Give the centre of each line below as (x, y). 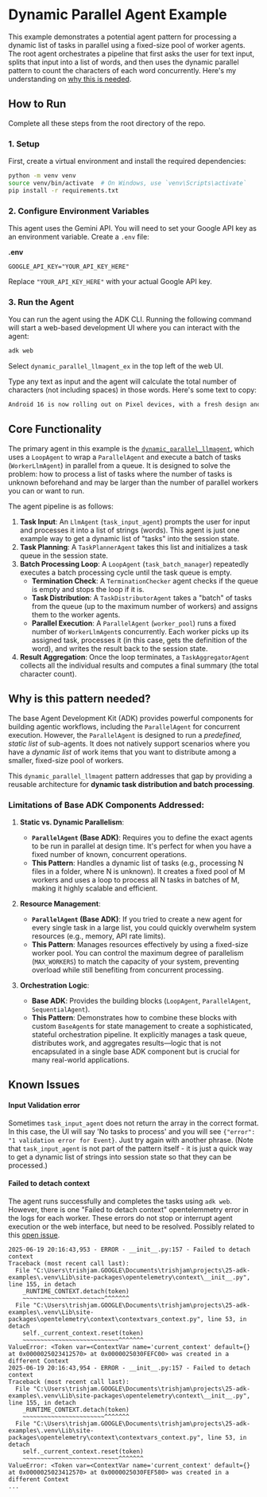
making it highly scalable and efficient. (95, 888)
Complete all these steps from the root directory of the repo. (107, 123)
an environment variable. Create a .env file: (79, 236)
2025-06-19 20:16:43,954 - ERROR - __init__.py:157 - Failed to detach (129, 1368)
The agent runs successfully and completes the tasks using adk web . (120, 1201)
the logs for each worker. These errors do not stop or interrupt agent (120, 1218)
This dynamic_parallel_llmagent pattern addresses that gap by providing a (130, 776)
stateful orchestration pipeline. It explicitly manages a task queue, (139, 1034)
